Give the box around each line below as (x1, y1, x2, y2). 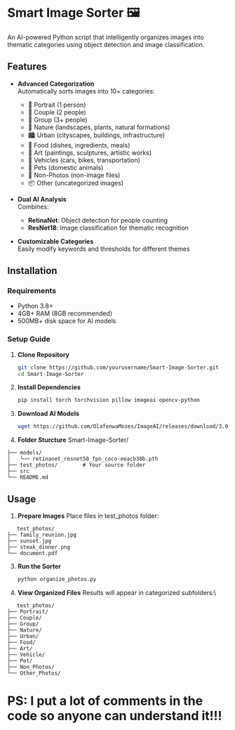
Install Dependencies (17, 383, 81, 391)
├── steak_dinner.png (7, 544, 71, 551)
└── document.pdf (7, 550, 58, 557)
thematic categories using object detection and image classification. (7, 40, 205, 48)
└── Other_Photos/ (7, 670, 61, 677)
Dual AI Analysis (17, 195, 67, 203)
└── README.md (7, 474, 49, 481)
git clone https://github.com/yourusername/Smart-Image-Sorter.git (17, 364, 219, 371)
